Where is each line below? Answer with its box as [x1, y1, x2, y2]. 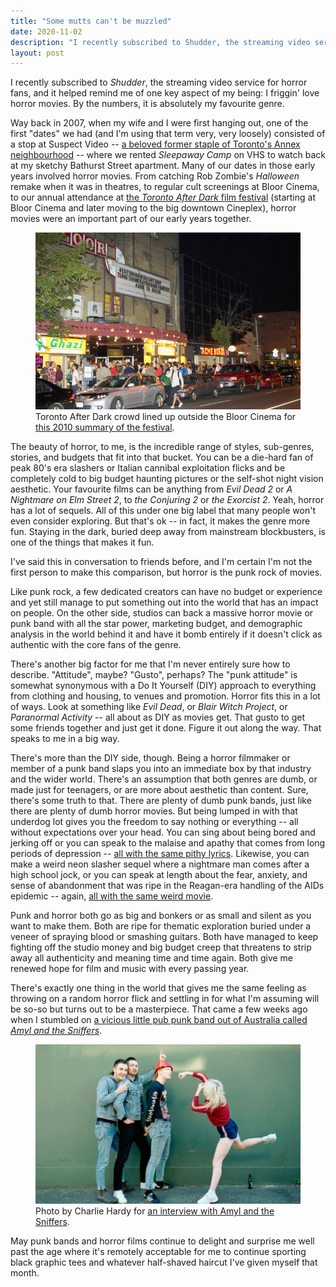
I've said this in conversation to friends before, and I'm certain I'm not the [10, 555, 313, 567]
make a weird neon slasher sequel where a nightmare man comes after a [10, 858, 310, 870]
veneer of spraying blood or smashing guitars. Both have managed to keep [10, 930, 319, 942]
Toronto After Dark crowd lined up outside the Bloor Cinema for [35, 410, 297, 422]
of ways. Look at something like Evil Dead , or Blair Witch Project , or [10, 700, 288, 712]
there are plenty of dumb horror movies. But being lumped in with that [10, 805, 298, 817]
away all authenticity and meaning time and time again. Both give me [10, 951, 294, 964]
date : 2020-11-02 [10, 26, 83, 37]
